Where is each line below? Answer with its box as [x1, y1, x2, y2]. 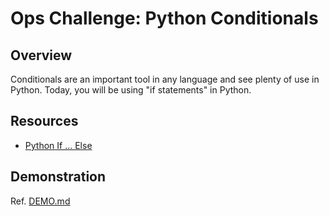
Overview [10, 47, 73, 64]
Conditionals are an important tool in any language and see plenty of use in [10, 73, 320, 85]
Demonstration [10, 168, 107, 186]
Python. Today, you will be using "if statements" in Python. [10, 84, 252, 96]
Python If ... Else [24, 139, 93, 151]
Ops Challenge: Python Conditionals [10, 7, 319, 30]
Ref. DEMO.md [10, 195, 71, 207]
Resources [10, 113, 79, 130]
